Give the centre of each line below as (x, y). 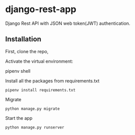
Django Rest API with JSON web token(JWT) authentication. (68, 23)
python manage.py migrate (32, 109)
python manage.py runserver (35, 127)
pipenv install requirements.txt (40, 90)
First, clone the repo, (27, 51)
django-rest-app (41, 9)
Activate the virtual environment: (39, 61)
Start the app (19, 118)
